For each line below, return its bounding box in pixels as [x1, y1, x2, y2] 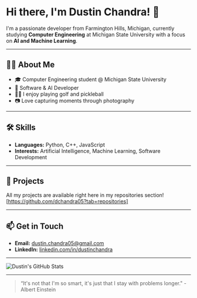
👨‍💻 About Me [6, 60, 55, 70]
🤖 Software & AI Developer [14, 84, 79, 91]
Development [14, 153, 47, 160]
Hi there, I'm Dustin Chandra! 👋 [6, 5, 160, 19]
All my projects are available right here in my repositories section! [6, 192, 164, 199]
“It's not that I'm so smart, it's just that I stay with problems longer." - [20, 280, 186, 287]
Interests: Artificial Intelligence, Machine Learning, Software [14, 147, 161, 155]
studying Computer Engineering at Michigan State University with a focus [6, 31, 186, 38]
